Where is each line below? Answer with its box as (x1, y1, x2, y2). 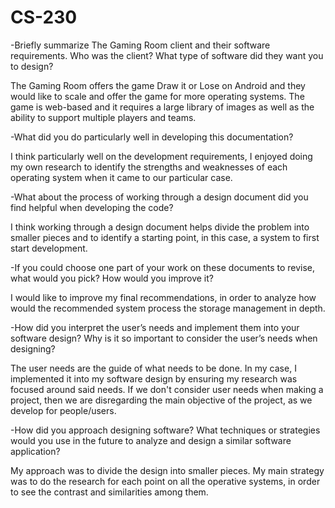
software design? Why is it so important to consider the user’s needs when (10, 332, 318, 344)
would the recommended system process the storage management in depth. (10, 302, 326, 314)
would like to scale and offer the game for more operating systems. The (10, 90, 305, 102)
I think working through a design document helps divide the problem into (10, 221, 310, 233)
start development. (10, 242, 88, 254)
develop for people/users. (10, 404, 117, 416)
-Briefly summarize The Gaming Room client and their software (10, 39, 271, 51)
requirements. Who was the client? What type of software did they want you (10, 49, 324, 61)
